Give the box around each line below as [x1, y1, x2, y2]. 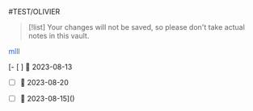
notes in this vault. [27, 31, 90, 40]
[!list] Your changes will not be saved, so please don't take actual [27, 23, 245, 31]
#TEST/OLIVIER [8, 7, 61, 16]
